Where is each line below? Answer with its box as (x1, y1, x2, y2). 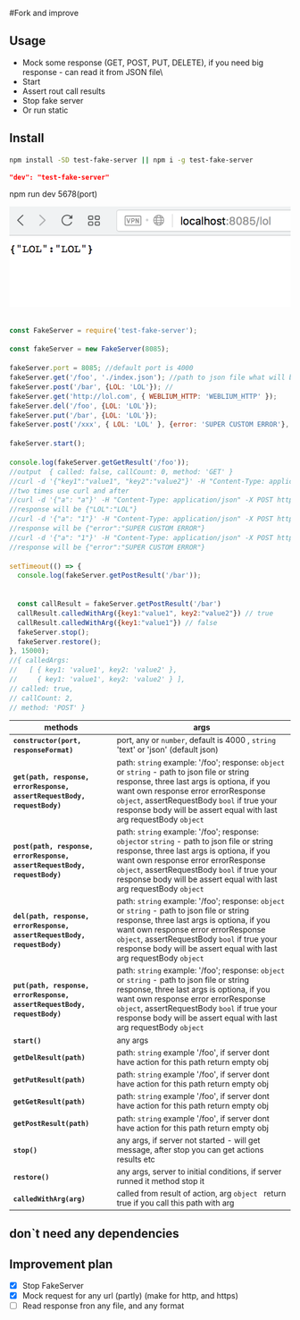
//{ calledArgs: (9, 656, 70, 665)
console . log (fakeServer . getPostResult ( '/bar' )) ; (17, 571, 202, 580)
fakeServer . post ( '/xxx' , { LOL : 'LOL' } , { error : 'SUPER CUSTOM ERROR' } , (9, 420, 290, 429)
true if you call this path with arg (116, 1197, 235, 1208)
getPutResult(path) (12, 1075, 86, 1085)
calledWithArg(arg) (12, 1194, 86, 1204)
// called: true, (9, 684, 74, 693)
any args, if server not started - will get (116, 1135, 261, 1146)
